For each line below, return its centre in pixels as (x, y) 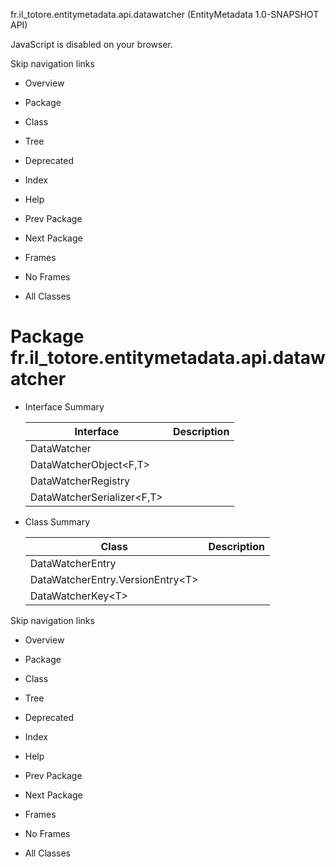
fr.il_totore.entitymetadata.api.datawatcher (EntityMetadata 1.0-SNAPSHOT (165, 14)
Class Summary (57, 521)
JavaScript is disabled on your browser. (92, 44)
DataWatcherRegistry (80, 481)
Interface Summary (64, 406)
